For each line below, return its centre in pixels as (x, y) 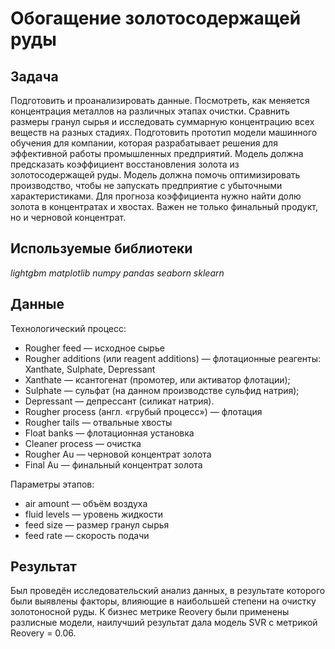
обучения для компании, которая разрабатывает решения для (144, 143)
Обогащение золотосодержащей (156, 18)
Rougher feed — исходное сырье (94, 348)
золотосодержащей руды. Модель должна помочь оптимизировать (155, 175)
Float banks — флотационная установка (109, 433)
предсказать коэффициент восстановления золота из (125, 164)
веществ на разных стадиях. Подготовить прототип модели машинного (164, 132)
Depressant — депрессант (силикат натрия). (119, 401)
